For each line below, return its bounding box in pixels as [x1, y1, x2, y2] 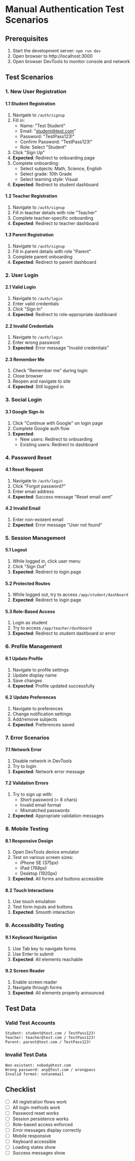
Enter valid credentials [12, 301, 59, 307]
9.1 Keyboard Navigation [5, 934, 57, 940]
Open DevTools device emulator [12, 849, 80, 855]
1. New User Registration [5, 88, 66, 95]
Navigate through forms [12, 984, 62, 990]
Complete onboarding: [12, 160, 59, 166]
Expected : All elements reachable [12, 956, 83, 962]
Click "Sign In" [12, 306, 43, 312]
